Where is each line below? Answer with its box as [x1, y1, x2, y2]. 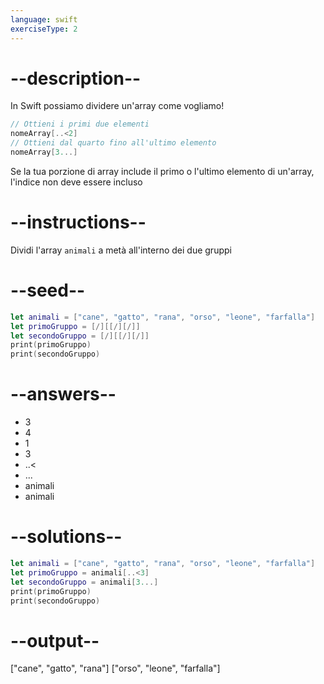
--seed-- [10, 279, 86, 302]
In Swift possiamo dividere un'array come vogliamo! [10, 100, 225, 112]
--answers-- [10, 383, 117, 406]
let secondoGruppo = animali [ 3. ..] [10, 577, 159, 587]
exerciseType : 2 [10, 24, 78, 34]
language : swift [10, 14, 78, 25]
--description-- [10, 67, 142, 90]
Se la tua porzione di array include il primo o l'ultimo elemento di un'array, [10, 165, 315, 177]
